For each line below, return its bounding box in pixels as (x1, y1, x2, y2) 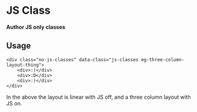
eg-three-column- (140, 56, 185, 63)
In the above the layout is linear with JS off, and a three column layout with (6, 93, 191, 101)
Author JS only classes (6, 23, 66, 31)
